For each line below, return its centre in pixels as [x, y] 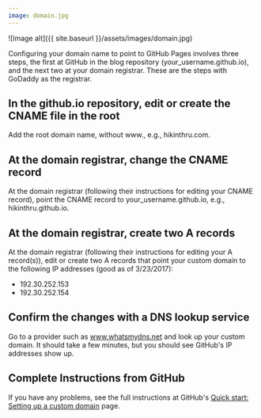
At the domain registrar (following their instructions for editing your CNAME [130, 192]
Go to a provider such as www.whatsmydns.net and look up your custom [127, 336]
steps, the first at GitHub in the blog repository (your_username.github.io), [129, 62]
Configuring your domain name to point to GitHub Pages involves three [123, 53]
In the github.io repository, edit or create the [119, 104]
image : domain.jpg [38, 15]
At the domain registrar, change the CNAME [118, 160]
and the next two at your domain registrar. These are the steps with [118, 70]
